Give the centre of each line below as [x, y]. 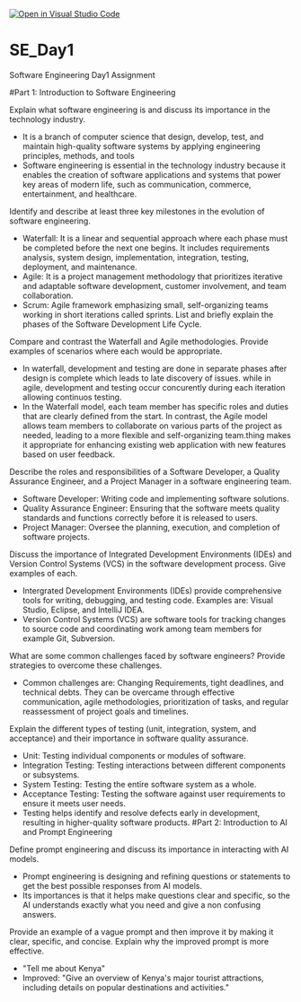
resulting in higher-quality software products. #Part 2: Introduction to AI [155, 822]
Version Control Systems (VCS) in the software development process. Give [147, 563]
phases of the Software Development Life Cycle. [112, 324]
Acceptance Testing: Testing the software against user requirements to [154, 794]
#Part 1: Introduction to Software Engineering [93, 92]
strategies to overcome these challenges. [86, 665]
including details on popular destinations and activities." [125, 987]
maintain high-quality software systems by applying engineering [141, 146]
